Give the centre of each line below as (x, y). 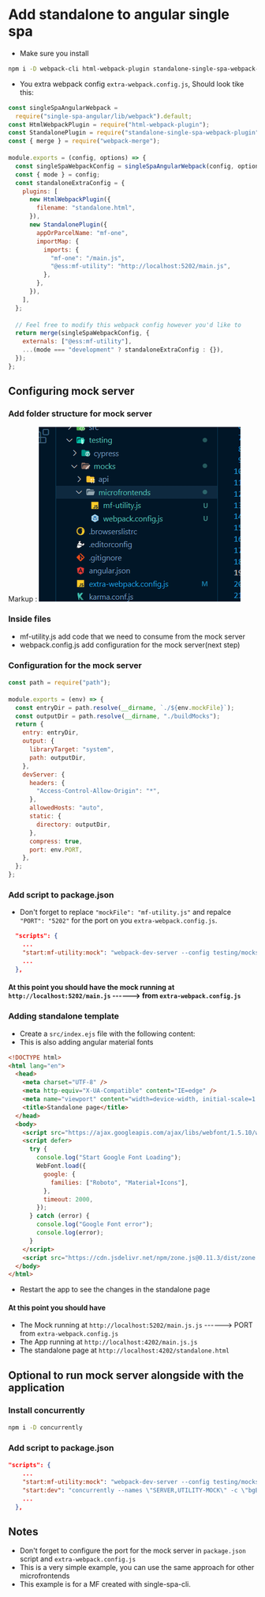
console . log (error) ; (70, 1233)
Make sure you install (54, 53)
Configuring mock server (71, 391)
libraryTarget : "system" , (71, 749)
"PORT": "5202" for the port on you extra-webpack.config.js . (118, 920)
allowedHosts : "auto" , (66, 808)
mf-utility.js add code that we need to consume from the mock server (132, 636)
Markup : (23, 598)
